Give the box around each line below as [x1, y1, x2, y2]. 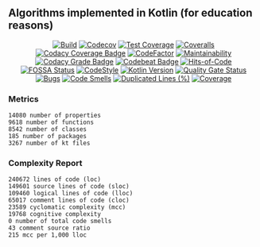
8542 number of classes [8, 125, 87, 133]
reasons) [8, 19, 54, 33]
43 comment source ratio [8, 224, 91, 233]
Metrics [8, 93, 39, 104]
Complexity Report [8, 158, 83, 169]
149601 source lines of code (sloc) [8, 183, 130, 191]
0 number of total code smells [8, 218, 112, 226]
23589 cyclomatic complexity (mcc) [8, 203, 126, 211]
